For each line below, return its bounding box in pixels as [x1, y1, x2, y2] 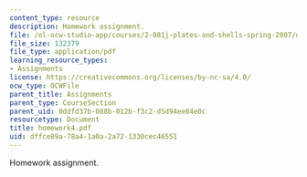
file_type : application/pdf [9, 47, 117, 57]
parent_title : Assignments [9, 89, 112, 99]
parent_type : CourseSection [9, 98, 117, 108]
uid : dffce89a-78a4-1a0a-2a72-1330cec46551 [9, 132, 178, 141]
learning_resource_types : [9, 56, 108, 65]
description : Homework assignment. [9, 22, 145, 31]
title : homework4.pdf [9, 124, 92, 133]
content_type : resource [9, 13, 101, 23]
